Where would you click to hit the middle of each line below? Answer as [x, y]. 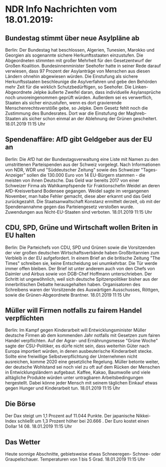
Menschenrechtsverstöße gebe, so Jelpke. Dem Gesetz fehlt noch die [77, 108]
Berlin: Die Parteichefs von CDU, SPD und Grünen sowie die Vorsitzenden [80, 247]
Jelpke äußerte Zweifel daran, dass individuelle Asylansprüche [97, 92]
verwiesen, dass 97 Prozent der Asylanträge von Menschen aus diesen [78, 71]
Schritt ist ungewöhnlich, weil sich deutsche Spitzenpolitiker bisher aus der [82, 279]
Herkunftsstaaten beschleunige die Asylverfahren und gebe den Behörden [81, 81]
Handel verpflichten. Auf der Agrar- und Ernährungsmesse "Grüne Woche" [82, 341]
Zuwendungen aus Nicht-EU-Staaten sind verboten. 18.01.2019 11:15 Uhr [79, 212]
